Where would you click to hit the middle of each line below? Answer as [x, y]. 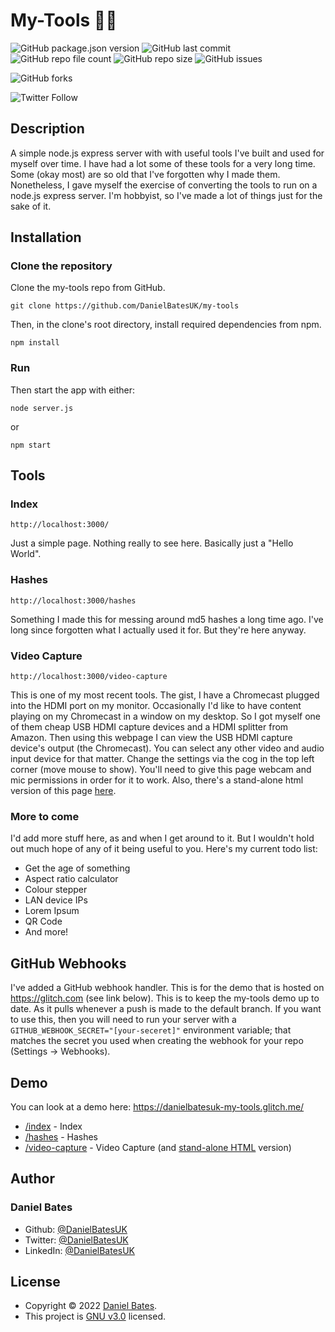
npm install [35, 343]
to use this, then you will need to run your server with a [123, 1020]
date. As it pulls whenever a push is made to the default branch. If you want [166, 1009]
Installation [46, 237]
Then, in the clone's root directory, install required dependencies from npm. [166, 325]
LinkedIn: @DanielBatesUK [80, 1250]
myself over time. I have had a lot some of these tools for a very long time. [163, 163]
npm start [31, 445]
